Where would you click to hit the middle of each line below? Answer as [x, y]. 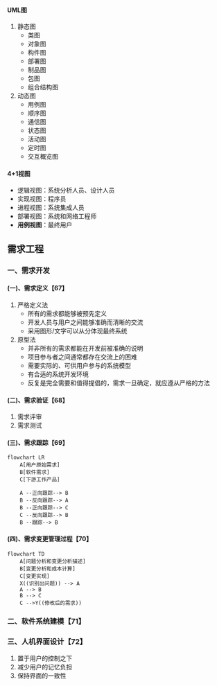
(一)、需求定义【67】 [37, 288]
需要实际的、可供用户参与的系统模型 [79, 365]
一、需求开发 [29, 270]
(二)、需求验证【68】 [38, 400]
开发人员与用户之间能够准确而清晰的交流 [85, 322]
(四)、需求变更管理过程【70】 [50, 538]
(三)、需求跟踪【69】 [38, 442]
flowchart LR [26, 458]
